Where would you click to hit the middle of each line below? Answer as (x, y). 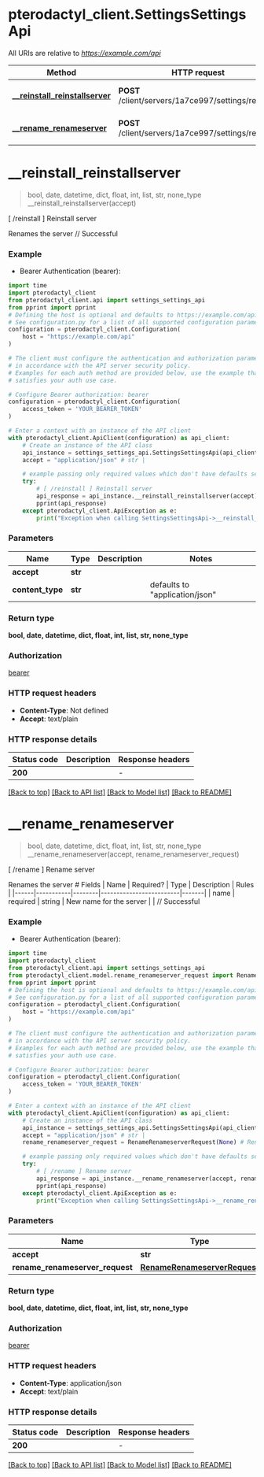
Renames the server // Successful (63, 233)
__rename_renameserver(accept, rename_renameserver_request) (133, 854)
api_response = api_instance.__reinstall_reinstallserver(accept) (147, 496)
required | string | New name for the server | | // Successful (104, 901)
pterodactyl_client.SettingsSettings (127, 15)
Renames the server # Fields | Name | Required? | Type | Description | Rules (131, 884)
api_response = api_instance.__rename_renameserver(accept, (137, 1179)
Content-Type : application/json (70, 1383)
